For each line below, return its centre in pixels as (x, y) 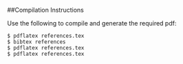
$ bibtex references (37, 42)
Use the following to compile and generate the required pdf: (92, 23)
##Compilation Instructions (45, 10)
